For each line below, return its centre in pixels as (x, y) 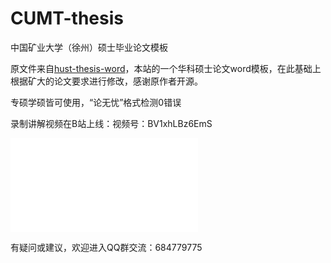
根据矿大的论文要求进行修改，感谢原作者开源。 (106, 81)
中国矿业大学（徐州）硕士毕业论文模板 (89, 47)
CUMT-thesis (67, 18)
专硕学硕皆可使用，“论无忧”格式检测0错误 (96, 102)
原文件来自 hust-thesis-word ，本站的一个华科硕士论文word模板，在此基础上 (166, 68)
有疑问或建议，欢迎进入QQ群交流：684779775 (106, 247)
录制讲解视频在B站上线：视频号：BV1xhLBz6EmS (111, 123)
